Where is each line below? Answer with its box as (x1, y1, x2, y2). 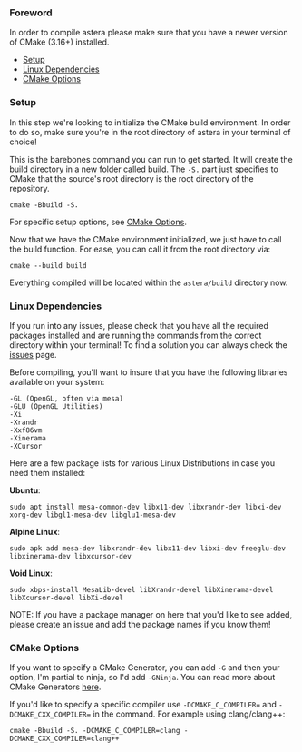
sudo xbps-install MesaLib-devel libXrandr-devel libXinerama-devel (9, 585, 274, 594)
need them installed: (9, 467, 86, 478)
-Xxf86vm (9, 425, 43, 435)
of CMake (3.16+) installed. (9, 36, 110, 47)
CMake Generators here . (9, 681, 102, 692)
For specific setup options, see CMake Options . (9, 216, 188, 227)
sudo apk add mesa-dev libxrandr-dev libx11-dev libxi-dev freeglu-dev (9, 543, 286, 553)
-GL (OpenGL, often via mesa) (9, 393, 124, 403)
